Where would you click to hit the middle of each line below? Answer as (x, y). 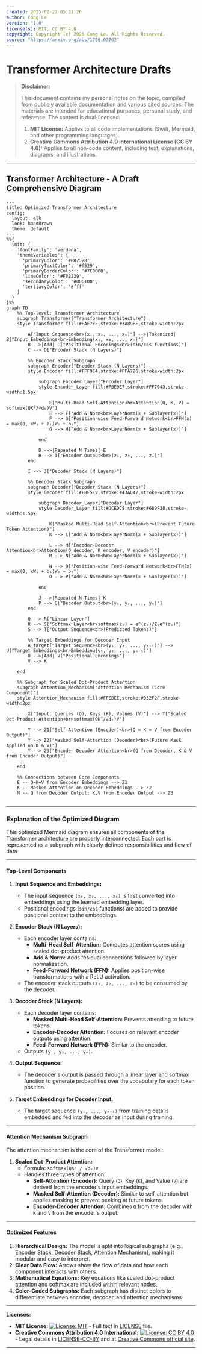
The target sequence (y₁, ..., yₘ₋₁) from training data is (96, 1111)
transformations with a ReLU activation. (82, 977)
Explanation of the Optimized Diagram (63, 819)
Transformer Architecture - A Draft (73, 179)
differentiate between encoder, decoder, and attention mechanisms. (99, 1297)
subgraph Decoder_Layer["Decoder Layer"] (91, 503)
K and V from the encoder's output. (76, 1213)
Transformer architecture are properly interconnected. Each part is (89, 839)
